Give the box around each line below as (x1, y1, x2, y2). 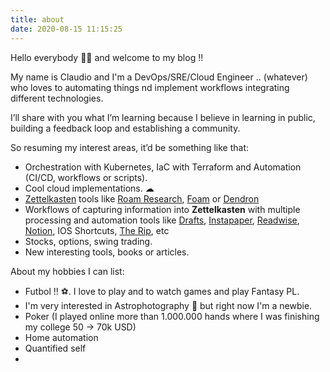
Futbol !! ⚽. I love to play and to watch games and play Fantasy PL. (24, 285, 300, 297)
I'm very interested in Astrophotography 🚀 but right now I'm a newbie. (24, 299, 313, 311)
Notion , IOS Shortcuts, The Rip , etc (24, 224, 170, 236)
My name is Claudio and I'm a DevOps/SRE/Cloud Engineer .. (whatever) (10, 71, 308, 83)
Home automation (24, 331, 99, 343)
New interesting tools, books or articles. (24, 246, 190, 258)
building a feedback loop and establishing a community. (10, 122, 241, 134)
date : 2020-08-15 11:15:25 (10, 24, 123, 34)
